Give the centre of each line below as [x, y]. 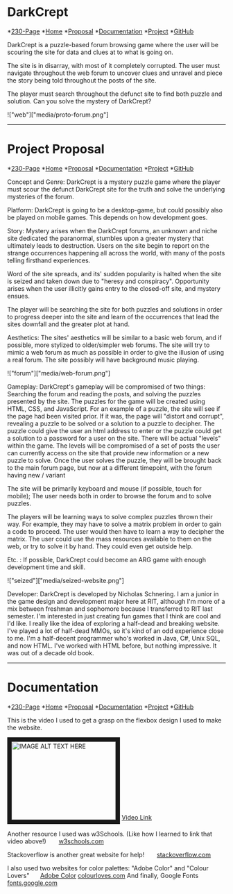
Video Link [137, 817]
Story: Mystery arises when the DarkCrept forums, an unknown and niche [112, 230]
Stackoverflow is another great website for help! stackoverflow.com [109, 854]
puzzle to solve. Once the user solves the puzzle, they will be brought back [114, 460]
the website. [25, 727]
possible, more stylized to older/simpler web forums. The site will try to [109, 345]
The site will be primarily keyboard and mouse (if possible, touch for [104, 488]
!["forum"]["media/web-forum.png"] [59, 373]
